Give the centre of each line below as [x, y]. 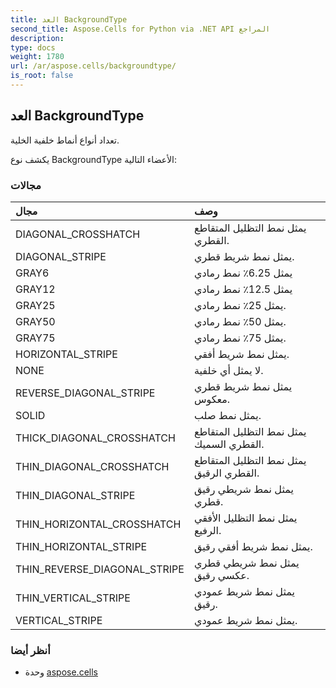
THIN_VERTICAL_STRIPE [73, 598]
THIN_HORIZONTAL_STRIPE [81, 546]
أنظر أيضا [30, 650]
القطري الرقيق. [226, 473]
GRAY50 [35, 321]
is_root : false [42, 76]
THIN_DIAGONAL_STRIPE [75, 495]
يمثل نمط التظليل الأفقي [245, 518]
